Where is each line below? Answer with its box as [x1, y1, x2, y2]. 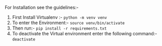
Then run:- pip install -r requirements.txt [12, 25, 107, 31]
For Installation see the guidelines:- [5, 5, 79, 10]
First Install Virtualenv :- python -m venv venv [12, 14, 107, 20]
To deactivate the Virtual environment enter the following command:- [12, 31, 157, 36]
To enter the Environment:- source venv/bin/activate [12, 20, 125, 26]
